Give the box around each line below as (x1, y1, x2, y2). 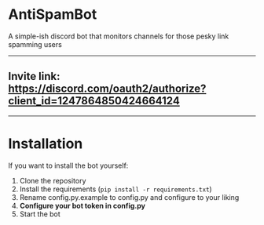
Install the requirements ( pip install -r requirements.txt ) (19, 184, 212, 194)
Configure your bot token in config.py (19, 201, 145, 210)
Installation (8, 135, 83, 152)
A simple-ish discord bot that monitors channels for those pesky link (8, 31, 229, 41)
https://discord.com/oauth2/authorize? (8, 82, 207, 96)
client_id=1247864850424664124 (8, 94, 181, 107)
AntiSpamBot (8, 5, 97, 24)
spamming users (8, 39, 63, 49)
